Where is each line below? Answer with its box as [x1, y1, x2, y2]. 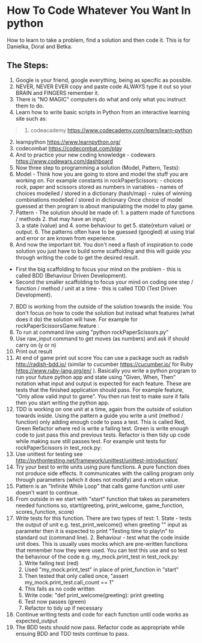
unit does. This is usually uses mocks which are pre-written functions [15, 540, 188, 547]
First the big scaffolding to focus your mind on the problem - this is [15, 265, 182, 272]
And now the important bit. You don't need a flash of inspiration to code [15, 241, 193, 248]
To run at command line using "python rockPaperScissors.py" [15, 328, 169, 336]
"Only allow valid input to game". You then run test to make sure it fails [15, 392, 190, 400]
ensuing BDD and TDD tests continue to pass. [15, 630, 129, 637]
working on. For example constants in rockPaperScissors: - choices [15, 176, 183, 184]
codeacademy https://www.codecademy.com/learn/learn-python [30, 126, 193, 133]
